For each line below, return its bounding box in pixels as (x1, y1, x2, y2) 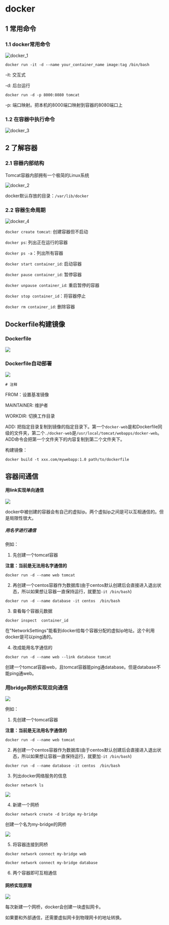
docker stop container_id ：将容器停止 (5, 293, 86, 299)
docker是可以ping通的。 (5, 634, 55, 640)
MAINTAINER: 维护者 (5, 402, 48, 408)
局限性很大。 (9, 515, 36, 521)
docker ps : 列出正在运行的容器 (5, 239, 68, 245)
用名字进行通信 (5, 527, 36, 533)
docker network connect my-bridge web (5, 851, 87, 856)
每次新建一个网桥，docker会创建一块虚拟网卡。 (5, 904, 104, 910)
